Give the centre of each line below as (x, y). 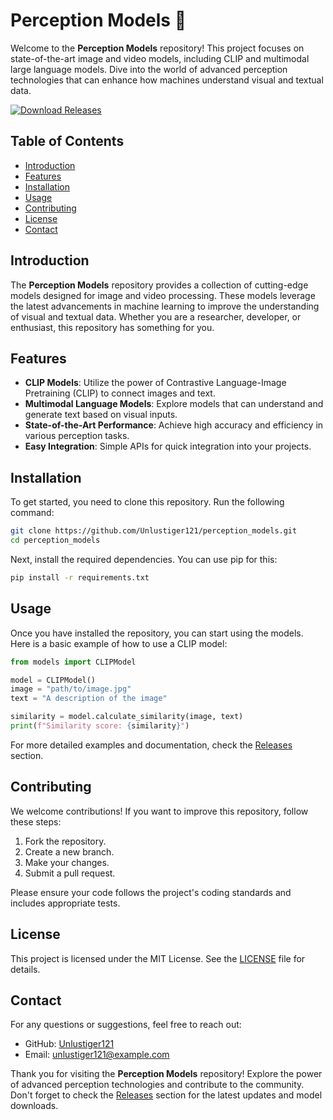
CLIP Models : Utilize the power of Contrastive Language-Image (155, 383)
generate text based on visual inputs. (101, 415)
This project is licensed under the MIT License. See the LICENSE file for (158, 958)
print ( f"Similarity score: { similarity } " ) (100, 726)
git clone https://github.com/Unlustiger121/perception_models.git (154, 531)
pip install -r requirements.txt (80, 577)
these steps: (36, 821)
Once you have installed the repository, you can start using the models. (157, 633)
